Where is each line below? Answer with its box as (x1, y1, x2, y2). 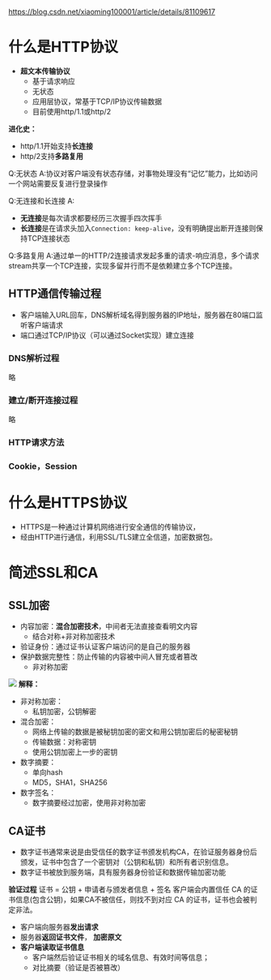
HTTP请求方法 (8, 437, 65, 449)
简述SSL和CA (8, 564, 99, 582)
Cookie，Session (8, 461, 78, 472)
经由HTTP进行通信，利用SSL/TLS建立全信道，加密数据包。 (19, 532, 218, 542)
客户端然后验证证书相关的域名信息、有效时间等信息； (32, 952, 210, 962)
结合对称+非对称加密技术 (32, 632, 116, 642)
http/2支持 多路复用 (19, 151, 83, 161)
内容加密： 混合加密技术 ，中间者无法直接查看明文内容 (19, 621, 198, 631)
